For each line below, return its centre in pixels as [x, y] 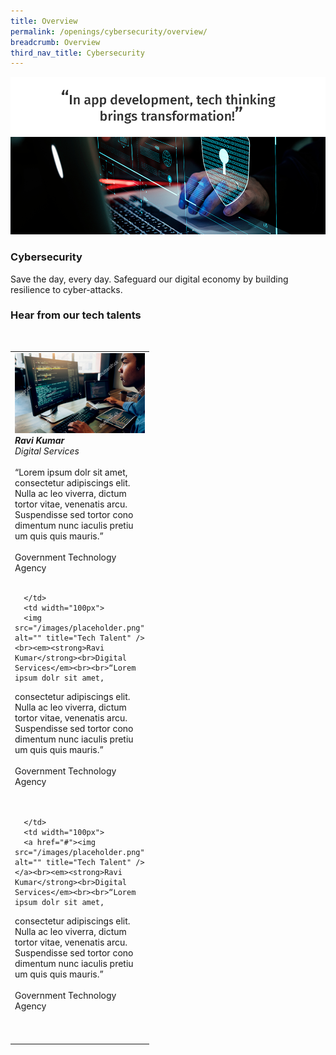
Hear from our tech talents [76, 315]
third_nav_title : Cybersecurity [77, 53]
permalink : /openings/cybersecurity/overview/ [109, 31]
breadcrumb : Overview [55, 42]
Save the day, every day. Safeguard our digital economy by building [149, 279]
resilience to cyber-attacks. [66, 289]
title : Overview [44, 21]
